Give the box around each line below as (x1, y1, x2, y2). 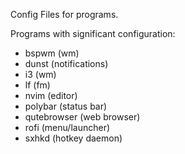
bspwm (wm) (24, 47, 80, 59)
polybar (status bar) (24, 100, 108, 112)
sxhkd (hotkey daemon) (24, 132, 123, 144)
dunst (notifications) (24, 58, 109, 69)
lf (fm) (24, 79, 51, 91)
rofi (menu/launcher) (24, 122, 111, 133)
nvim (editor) (24, 90, 78, 101)
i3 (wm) (24, 69, 57, 80)
